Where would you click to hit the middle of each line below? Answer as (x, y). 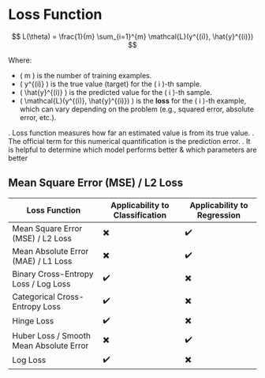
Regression (218, 215)
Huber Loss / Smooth (51, 335)
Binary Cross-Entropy (53, 274)
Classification (140, 215)
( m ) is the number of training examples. (86, 75)
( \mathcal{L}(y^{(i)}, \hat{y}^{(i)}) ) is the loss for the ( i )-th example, (133, 100)
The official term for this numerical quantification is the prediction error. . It (129, 141)
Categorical (34, 297)
